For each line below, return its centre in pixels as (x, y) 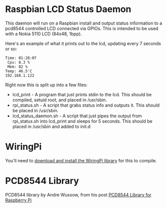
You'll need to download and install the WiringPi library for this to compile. (81, 160)
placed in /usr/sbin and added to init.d (51, 126)
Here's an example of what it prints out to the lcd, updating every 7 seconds (83, 43)
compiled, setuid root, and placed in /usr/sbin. (60, 100)
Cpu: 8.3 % (18, 62)
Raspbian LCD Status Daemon (68, 9)
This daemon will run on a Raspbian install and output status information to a (84, 23)
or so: (11, 49)
